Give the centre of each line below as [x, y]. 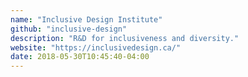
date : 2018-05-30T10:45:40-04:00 [80, 57]
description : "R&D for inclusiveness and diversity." [125, 38]
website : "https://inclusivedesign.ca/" [96, 47]
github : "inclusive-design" [69, 29]
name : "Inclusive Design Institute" [86, 19]
